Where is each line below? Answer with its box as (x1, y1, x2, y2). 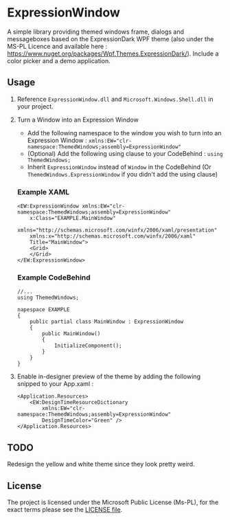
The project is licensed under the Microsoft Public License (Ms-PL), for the (7, 498, 219, 506)
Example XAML (16, 187, 70, 196)
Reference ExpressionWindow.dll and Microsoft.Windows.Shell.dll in (16, 95, 214, 103)
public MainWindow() (42, 330, 101, 337)
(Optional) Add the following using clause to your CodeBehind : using (27, 149, 223, 157)
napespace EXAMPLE (16, 306, 70, 313)
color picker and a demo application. (7, 56, 111, 65)
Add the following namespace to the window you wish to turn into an (27, 128, 222, 137)
